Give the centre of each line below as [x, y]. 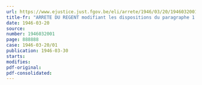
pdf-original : [24, 67]
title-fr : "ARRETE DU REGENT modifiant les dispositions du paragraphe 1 [101, 17]
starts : [16, 56]
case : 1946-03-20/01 [32, 45]
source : [16, 28]
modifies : [19, 62]
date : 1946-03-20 [28, 23]
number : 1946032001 [31, 34]
